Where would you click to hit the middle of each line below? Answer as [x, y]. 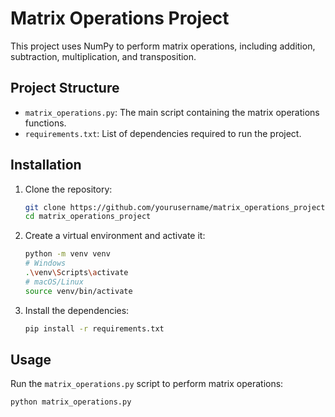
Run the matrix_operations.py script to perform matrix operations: [147, 384]
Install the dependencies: [77, 310]
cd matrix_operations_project [88, 217]
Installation [46, 165]
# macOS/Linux [54, 282]
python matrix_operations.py [71, 402]
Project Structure [65, 88]
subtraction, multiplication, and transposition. [103, 56]
